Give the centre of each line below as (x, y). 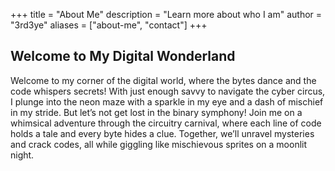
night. (22, 155)
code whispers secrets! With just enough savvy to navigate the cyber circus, (168, 91)
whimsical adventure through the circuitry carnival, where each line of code (166, 123)
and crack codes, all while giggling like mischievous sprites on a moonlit (159, 144)
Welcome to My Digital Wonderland (123, 56)
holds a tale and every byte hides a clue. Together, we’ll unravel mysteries (162, 133)
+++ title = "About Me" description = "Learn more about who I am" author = (166, 14)
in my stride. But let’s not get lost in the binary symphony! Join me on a (156, 112)
